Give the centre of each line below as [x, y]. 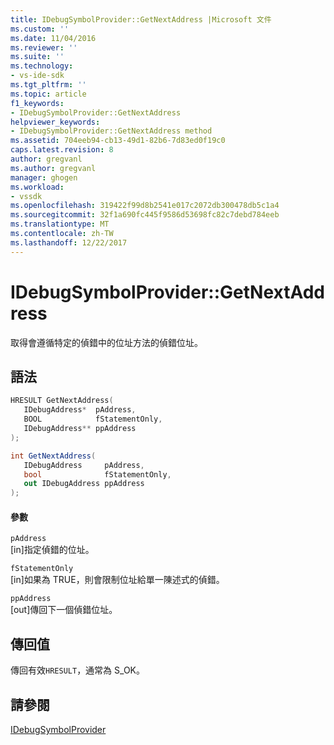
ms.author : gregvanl [53, 168]
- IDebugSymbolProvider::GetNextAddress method [111, 131]
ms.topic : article [48, 94]
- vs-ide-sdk [37, 76]
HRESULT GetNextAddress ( [62, 401]
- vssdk [26, 196]
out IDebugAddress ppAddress [84, 484]
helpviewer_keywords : [55, 122]
